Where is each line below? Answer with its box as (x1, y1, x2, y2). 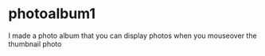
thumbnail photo (8, 39, 62, 48)
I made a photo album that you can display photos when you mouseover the (8, 31, 257, 40)
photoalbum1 (8, 5, 96, 23)
